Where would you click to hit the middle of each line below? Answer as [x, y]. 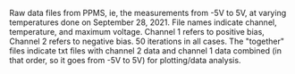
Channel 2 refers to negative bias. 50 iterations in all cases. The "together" [147, 41]
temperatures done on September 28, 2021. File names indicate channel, [143, 22]
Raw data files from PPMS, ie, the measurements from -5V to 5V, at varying [148, 13]
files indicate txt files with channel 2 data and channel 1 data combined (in [145, 51]
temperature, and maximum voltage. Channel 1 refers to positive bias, [137, 32]
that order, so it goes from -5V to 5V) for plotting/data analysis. [125, 60]
